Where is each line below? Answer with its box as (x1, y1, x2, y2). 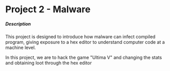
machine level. (5, 44, 36, 51)
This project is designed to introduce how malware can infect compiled (5, 34, 156, 40)
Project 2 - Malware (5, 4, 91, 15)
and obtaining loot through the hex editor (5, 60, 92, 66)
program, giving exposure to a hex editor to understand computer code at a (5, 39, 165, 45)
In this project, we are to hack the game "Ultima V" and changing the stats (5, 55, 162, 61)
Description (5, 20, 31, 27)
